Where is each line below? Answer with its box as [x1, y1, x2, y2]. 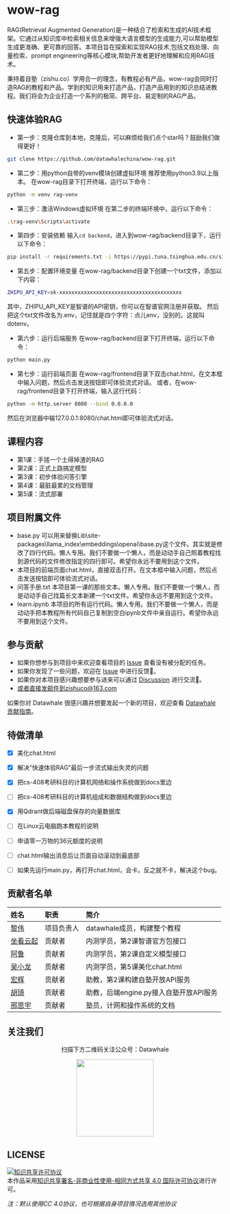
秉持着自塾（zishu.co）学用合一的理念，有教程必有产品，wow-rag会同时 [7, 74, 212, 82]
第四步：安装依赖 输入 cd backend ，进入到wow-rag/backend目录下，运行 [16, 231, 222, 240]
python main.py [7, 356, 51, 364]
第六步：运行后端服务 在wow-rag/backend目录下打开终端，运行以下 [16, 334, 209, 342]
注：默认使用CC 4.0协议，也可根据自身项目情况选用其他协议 [7, 1200, 177, 1208]
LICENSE [7, 1149, 46, 1160]
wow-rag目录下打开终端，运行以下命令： [36, 177, 153, 185]
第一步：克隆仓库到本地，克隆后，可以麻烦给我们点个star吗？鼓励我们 [16, 133, 214, 141]
